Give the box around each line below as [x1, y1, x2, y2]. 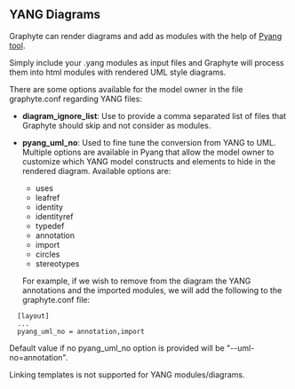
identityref [35, 210, 74, 221]
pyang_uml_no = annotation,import [17, 327, 145, 336]
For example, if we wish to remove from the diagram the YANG [21, 275, 251, 286]
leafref [35, 192, 60, 202]
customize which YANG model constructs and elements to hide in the [21, 155, 276, 167]
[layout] [17, 311, 50, 321]
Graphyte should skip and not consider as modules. [21, 120, 211, 131]
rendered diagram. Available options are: [21, 165, 171, 176]
